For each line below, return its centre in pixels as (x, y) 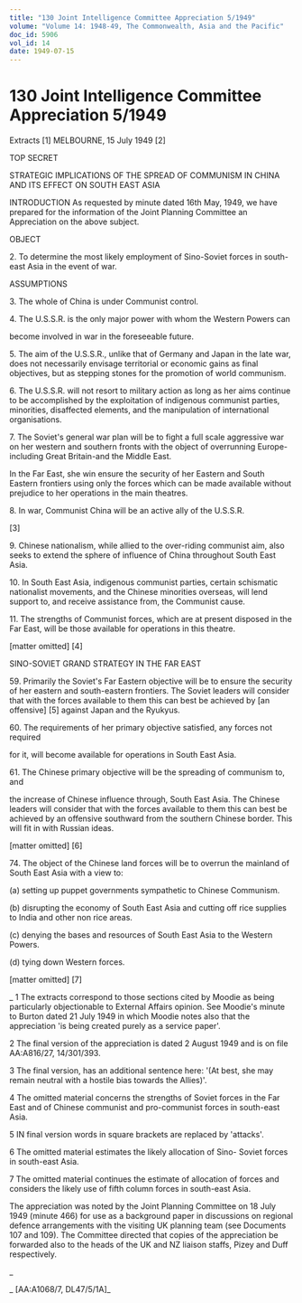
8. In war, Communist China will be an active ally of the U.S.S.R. (127, 511)
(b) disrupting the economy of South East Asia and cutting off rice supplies (148, 908)
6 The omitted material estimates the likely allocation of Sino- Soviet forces (149, 1152)
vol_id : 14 (30, 43)
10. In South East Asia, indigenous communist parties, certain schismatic (144, 582)
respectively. (33, 1254)
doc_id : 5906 (34, 34)
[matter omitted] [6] (46, 845)
